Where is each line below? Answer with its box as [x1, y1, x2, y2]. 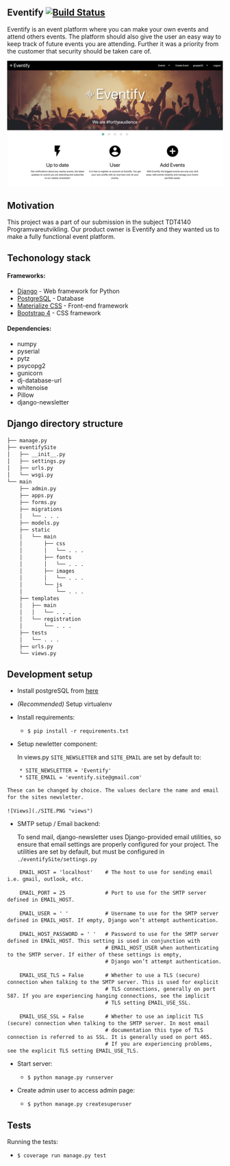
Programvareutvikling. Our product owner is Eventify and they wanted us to [7, 225, 220, 233]
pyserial [16, 347, 40, 355]
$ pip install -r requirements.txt [27, 728, 129, 735]
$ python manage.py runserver [27, 1074, 114, 1082]
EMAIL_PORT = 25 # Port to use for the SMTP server [19, 890, 207, 897]
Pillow [16, 391, 34, 399]
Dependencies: [7, 324, 52, 333]
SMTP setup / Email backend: [16, 820, 101, 828]
